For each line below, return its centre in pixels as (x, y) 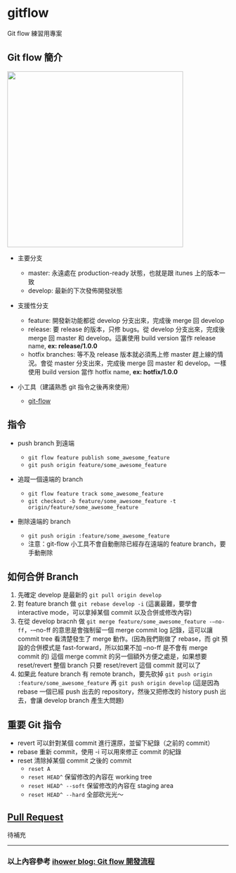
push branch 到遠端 (46, 443)
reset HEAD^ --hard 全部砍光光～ (76, 795)
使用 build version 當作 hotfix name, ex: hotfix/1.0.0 (103, 371)
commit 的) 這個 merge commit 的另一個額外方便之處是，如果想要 (112, 656)
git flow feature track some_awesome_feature (96, 494)
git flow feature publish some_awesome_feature (99, 458)
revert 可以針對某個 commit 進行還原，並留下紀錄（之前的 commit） (116, 743)
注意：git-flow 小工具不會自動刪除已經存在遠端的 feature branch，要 (127, 544)
